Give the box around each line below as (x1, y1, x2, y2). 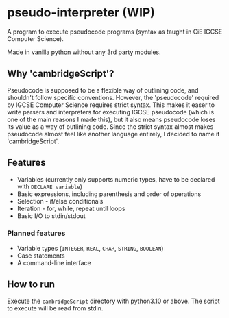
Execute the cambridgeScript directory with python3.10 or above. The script (7, 297, 221, 305)
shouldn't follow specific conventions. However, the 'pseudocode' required (7, 93, 219, 101)
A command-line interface (16, 258, 91, 267)
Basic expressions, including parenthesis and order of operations (16, 190, 202, 198)
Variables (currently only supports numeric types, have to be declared (16, 175, 215, 183)
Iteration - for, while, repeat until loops (16, 204, 125, 212)
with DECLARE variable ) (16, 182, 83, 191)
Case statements (16, 252, 65, 260)
